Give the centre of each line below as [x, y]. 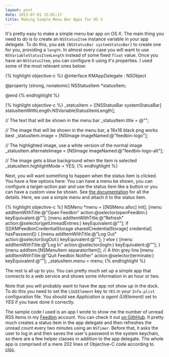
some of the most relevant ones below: [46, 66]
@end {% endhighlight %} [32, 95]
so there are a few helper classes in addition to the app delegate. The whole [84, 339]
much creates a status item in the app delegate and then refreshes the [78, 323]
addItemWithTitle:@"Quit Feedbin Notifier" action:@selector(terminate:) [80, 256]
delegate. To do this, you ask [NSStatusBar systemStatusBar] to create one [83, 45]
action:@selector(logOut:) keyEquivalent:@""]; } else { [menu [69, 240]
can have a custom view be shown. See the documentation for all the [77, 192]
